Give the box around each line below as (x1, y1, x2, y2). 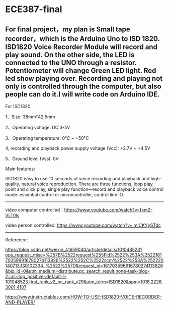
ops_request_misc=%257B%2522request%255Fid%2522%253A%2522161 (5, 252, 162, 258)
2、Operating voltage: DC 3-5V (5, 125, 70, 130)
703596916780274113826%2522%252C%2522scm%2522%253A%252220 (5, 257, 164, 263)
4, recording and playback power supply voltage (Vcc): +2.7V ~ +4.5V (5, 145, 151, 151)
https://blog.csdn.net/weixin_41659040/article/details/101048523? (5, 246, 143, 252)
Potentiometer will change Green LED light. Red (5, 66, 156, 75)
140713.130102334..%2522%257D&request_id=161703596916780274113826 (5, 263, 163, 269)
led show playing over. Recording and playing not (5, 74, 162, 83)
